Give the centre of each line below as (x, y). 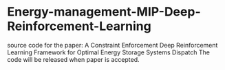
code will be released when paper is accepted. (73, 59)
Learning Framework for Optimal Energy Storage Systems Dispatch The (108, 52)
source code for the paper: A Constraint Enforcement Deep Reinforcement (112, 45)
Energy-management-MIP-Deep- (104, 12)
